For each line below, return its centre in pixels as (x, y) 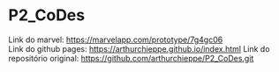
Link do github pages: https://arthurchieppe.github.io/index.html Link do (139, 48)
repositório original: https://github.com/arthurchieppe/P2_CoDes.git (131, 58)
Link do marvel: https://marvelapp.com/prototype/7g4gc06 (116, 40)
